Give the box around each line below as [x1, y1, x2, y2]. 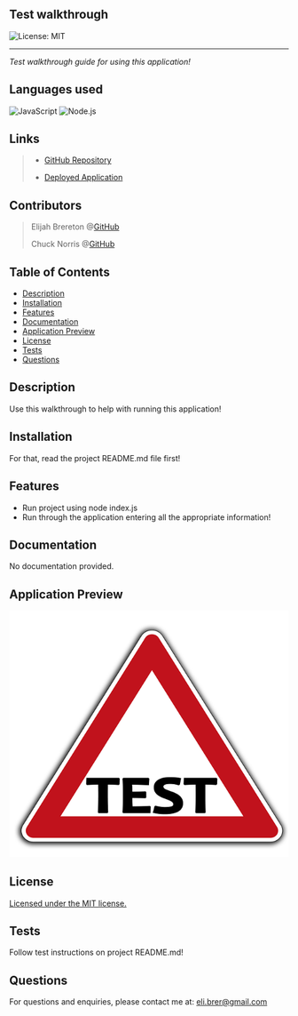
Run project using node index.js [21, 502, 138, 513]
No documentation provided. [9, 561, 114, 572]
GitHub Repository [43, 155, 113, 165]
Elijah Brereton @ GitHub [30, 221, 120, 232]
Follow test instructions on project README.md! [9, 947, 184, 958]
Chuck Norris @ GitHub [30, 239, 115, 250]
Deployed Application [43, 172, 123, 183]
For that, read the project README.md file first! [9, 452, 181, 463]
